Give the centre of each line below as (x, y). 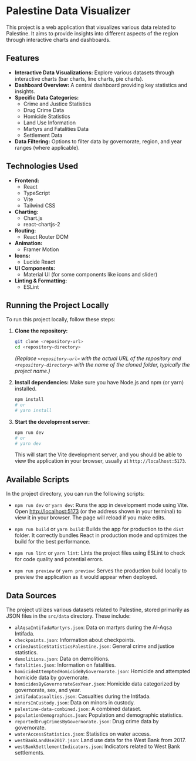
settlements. (30, 752)
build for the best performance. (53, 542)
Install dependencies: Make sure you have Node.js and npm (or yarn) (99, 383)
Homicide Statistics (47, 116)
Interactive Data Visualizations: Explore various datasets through (94, 73)
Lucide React (39, 262)
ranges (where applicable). (47, 147)
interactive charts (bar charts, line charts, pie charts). (79, 78)
